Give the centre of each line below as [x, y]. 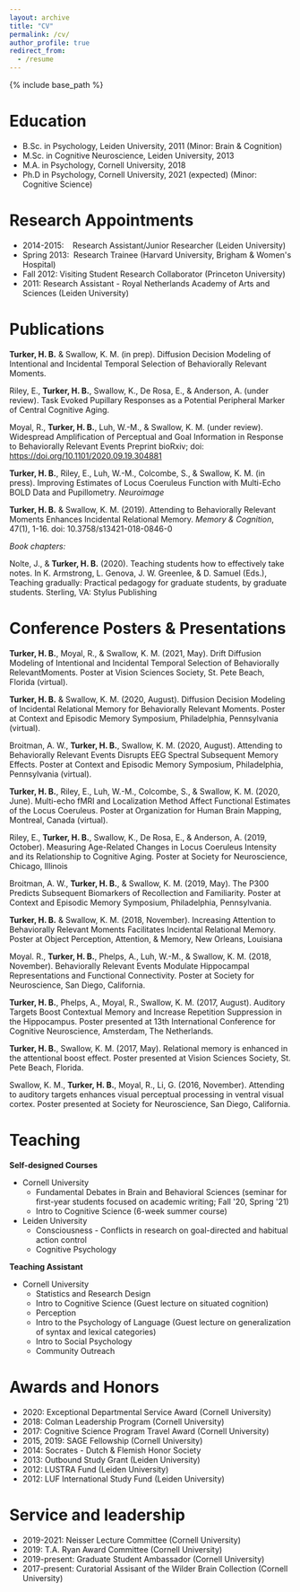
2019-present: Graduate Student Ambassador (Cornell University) [143, 1559]
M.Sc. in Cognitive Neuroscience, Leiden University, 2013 [128, 155]
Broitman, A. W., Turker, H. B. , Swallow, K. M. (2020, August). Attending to [146, 745]
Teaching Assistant [46, 1266]
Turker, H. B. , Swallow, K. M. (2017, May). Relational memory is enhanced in [149, 1048]
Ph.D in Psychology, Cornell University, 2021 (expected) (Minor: [140, 174]
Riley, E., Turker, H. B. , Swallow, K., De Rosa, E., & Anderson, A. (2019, [138, 837]
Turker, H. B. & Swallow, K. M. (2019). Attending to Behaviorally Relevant [142, 509]
